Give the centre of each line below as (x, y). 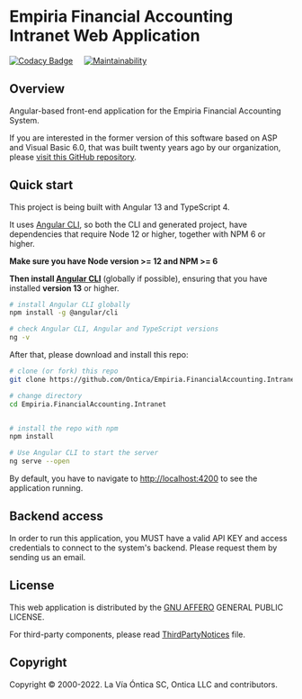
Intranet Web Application (105, 36)
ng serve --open (40, 461)
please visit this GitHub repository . (73, 157)
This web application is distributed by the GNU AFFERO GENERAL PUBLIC (147, 607)
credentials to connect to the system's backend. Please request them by (143, 548)
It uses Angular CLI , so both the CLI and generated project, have (128, 224)
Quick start (41, 185)
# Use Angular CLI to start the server (84, 453)
